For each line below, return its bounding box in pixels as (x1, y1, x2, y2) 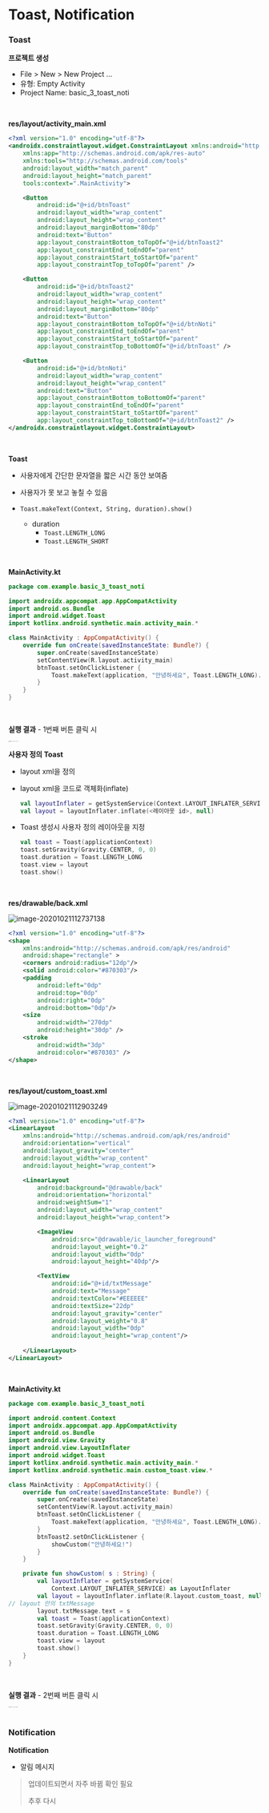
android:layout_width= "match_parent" (22, 164, 149, 172)
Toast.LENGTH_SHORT (43, 537, 110, 546)
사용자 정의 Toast (8, 749, 64, 759)
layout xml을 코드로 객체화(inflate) (19, 783, 129, 793)
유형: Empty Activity (19, 79, 86, 89)
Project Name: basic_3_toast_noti (19, 88, 130, 98)
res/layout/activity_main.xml (8, 119, 106, 129)
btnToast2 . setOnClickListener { (37, 1532, 146, 1540)
